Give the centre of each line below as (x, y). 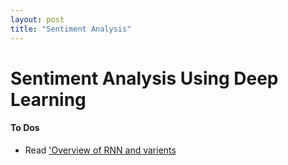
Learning (48, 99)
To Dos (25, 128)
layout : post (37, 19)
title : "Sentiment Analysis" (71, 29)
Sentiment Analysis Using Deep (144, 78)
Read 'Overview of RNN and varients (100, 150)
